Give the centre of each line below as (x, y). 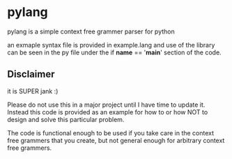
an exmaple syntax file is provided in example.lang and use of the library (111, 45)
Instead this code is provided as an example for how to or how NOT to (108, 112)
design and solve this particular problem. (66, 119)
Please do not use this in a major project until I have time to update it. (106, 105)
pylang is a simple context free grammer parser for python (91, 31)
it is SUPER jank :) (33, 91)
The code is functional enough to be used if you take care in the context (111, 132)
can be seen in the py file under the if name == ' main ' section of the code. (114, 52)
